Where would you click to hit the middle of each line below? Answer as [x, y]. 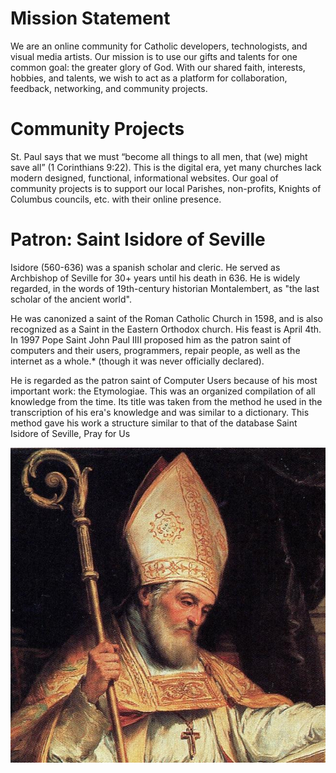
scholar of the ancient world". [71, 299]
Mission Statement [90, 18]
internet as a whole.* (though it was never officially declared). [137, 361]
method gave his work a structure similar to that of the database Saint [154, 423]
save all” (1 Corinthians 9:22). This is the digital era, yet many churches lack [166, 167]
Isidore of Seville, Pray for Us [70, 433]
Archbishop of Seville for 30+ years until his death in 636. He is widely [155, 278]
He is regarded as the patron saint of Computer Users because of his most [164, 380]
